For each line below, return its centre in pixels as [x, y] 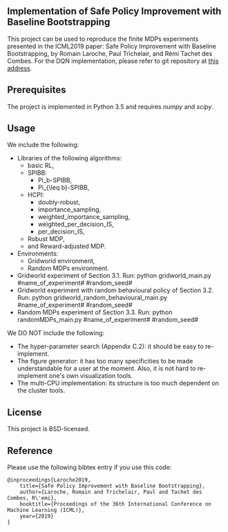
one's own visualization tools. [91, 376]
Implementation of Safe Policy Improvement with [114, 11]
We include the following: [43, 145]
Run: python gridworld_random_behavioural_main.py [92, 298]
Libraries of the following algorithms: [69, 158]
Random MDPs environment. [68, 268]
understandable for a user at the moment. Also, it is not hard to [106, 368]
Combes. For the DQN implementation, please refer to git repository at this [113, 61]
